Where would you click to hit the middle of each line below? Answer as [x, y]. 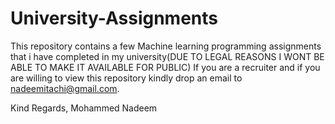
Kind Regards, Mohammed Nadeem [84, 108]
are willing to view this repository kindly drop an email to [126, 78]
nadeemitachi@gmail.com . [65, 88]
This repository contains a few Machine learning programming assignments [166, 46]
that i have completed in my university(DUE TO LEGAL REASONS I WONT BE [167, 56]
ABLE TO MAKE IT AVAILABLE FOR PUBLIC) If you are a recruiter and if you [165, 67]
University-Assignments [114, 18]
